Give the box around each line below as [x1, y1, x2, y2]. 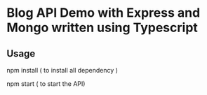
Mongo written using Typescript [6, 20, 198, 36]
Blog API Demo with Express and [6, 5, 201, 21]
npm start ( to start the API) [6, 80, 86, 88]
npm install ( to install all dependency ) [6, 66, 119, 74]
